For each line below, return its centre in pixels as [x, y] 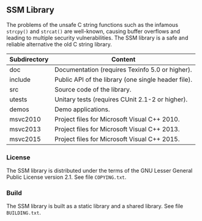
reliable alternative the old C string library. [59, 44]
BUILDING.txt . [24, 212]
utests [18, 99]
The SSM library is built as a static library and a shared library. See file [95, 206]
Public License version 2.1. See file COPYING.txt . [66, 177]
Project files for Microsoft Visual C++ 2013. [117, 129]
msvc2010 [25, 119]
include [20, 79]
